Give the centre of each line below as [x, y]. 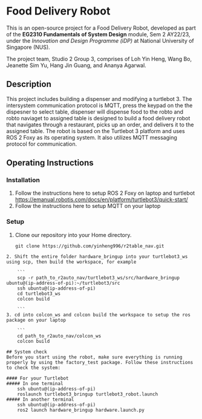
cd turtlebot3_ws [39, 294]
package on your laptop [36, 320]
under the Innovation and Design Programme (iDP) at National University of [100, 41]
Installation [23, 180]
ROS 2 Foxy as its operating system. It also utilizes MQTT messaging [92, 137]
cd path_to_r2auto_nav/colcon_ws [59, 336]
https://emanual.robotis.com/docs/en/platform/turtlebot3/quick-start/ [102, 200]
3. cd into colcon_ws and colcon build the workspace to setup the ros [98, 315]
